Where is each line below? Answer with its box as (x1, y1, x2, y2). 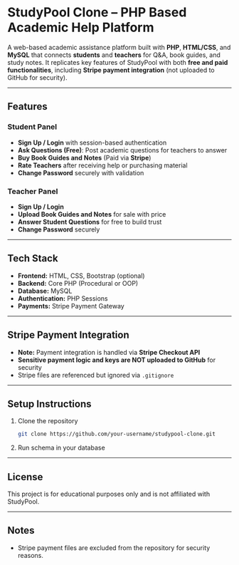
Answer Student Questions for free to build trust (17, 217, 162, 226)
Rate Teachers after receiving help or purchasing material (17, 161, 188, 170)
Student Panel (7, 122, 58, 132)
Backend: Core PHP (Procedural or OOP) (17, 279, 139, 287)
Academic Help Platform (7, 19, 154, 36)
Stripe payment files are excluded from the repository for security (17, 543, 211, 552)
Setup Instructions (7, 398, 92, 410)
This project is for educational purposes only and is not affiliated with (7, 489, 211, 499)
